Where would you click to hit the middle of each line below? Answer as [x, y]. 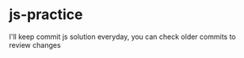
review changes [35, 44]
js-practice [46, 15]
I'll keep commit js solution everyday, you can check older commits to [122, 37]
